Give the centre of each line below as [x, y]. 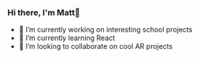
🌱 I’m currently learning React [67, 38]
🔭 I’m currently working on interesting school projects [106, 30]
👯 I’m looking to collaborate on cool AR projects [96, 46]
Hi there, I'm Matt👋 [44, 13]
